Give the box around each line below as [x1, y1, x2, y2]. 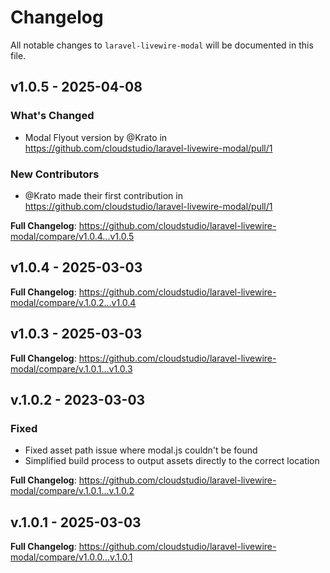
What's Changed [10, 109, 95, 123]
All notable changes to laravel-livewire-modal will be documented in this [10, 39, 314, 51]
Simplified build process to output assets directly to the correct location [24, 455, 320, 467]
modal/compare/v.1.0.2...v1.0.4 [10, 296, 137, 308]
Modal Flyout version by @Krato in [24, 131, 168, 143]
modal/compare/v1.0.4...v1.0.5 [10, 230, 135, 242]
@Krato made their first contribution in [24, 189, 183, 201]
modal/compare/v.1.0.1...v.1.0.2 [10, 485, 135, 497]
